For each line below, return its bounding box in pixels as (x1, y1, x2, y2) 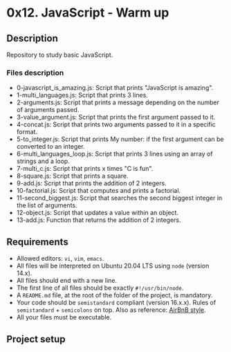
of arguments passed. (16, 106, 80, 114)
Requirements (6, 236, 68, 248)
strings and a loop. (16, 157, 70, 165)
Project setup (6, 333, 66, 345)
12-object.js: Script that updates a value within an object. (16, 209, 179, 217)
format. (16, 128, 38, 136)
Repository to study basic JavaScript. (6, 50, 113, 59)
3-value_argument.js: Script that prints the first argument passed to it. (16, 113, 216, 122)
